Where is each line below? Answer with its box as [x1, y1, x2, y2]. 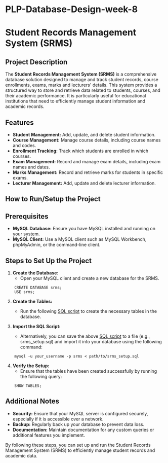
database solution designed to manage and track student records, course [5, 77, 158, 83]
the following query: [20, 374, 62, 380]
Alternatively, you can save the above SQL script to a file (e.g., [20, 333, 150, 339]
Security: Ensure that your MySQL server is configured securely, [12, 410, 148, 416]
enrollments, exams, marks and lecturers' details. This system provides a [5, 82, 157, 88]
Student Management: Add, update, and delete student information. [12, 132, 156, 137]
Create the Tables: [12, 298, 53, 305]
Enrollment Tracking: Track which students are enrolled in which [12, 148, 149, 154]
